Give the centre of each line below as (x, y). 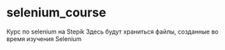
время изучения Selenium (44, 38)
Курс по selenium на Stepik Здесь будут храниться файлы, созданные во (112, 32)
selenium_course (56, 13)
